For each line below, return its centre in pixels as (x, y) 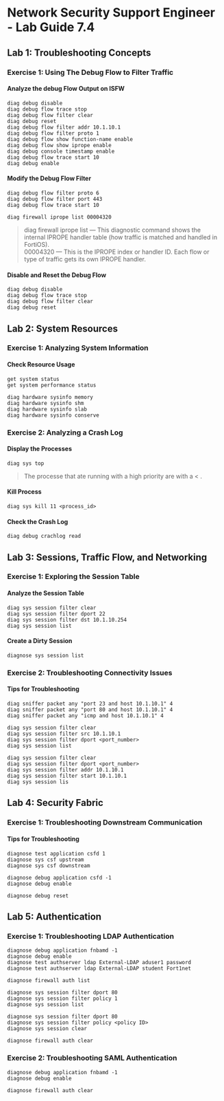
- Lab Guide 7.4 (51, 27)
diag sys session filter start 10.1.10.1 (67, 776)
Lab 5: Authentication (54, 916)
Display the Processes (39, 449)
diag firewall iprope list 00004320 (59, 217)
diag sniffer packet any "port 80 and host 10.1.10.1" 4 (90, 710)
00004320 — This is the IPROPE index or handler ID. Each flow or (116, 252)
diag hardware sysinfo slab (47, 409)
